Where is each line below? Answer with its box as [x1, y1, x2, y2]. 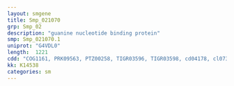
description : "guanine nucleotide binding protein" [7, 29, 160, 37]
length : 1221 [7, 49, 49, 56]
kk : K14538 [7, 62, 39, 69]
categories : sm [7, 68, 52, 75]
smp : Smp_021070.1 [7, 36, 61, 43]
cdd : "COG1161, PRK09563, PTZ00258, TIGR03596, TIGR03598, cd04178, [7, 55, 210, 62]
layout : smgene [7, 10, 52, 17]
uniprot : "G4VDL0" [7, 42, 61, 49]
